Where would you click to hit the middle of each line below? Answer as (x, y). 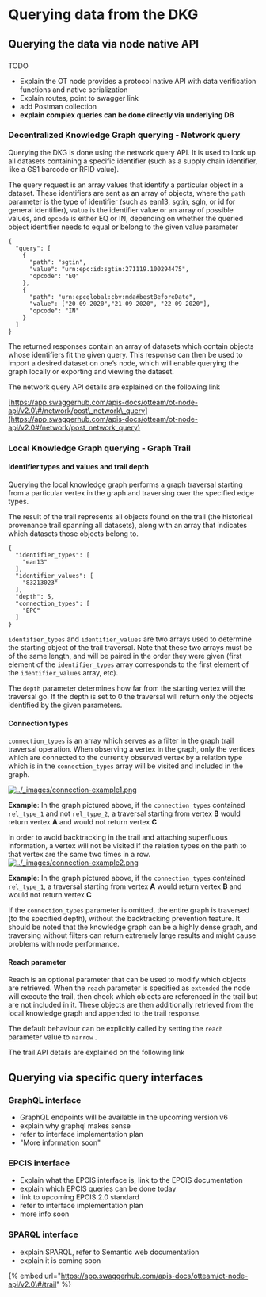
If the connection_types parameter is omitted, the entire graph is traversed (129, 910)
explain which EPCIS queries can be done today (98, 1189)
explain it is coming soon (60, 1260)
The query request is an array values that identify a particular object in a (126, 185)
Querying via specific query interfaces (106, 1077)
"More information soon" (60, 1142)
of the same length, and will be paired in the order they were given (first (125, 656)
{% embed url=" (35, 1276)
